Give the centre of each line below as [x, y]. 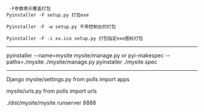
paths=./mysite [25, 62]
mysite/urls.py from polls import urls [52, 91]
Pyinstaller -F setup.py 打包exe [48, 15]
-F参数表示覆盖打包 [30, 8]
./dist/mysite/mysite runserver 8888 [51, 103]
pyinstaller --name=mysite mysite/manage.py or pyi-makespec [85, 55]
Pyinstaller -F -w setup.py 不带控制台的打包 [61, 27]
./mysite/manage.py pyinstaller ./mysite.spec [101, 62]
